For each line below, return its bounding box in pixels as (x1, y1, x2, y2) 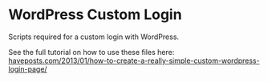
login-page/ (8, 64, 47, 73)
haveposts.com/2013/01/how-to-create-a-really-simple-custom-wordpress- (8, 56, 260, 65)
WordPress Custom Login (8, 6, 182, 24)
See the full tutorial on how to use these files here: (8, 47, 175, 57)
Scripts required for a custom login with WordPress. (8, 32, 179, 41)
